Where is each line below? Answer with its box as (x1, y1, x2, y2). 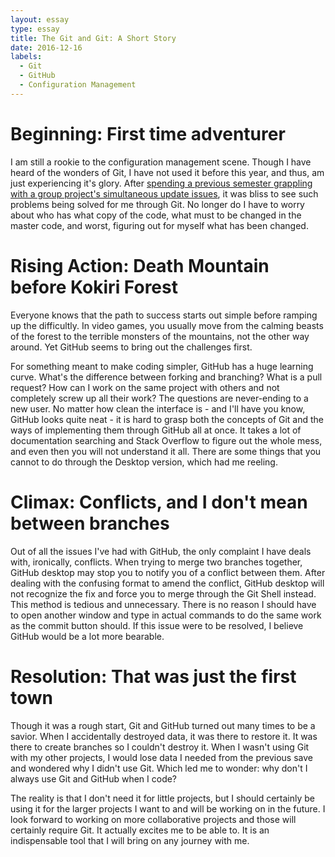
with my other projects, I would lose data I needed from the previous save (10, 751, 313, 763)
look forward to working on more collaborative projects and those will (10, 813, 297, 825)
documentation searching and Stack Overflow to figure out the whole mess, (10, 434, 323, 446)
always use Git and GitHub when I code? (10, 772, 178, 785)
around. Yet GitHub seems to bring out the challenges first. (10, 341, 253, 353)
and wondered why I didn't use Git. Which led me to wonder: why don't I (10, 762, 308, 774)
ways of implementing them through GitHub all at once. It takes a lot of (10, 424, 302, 436)
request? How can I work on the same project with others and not (10, 381, 280, 393)
